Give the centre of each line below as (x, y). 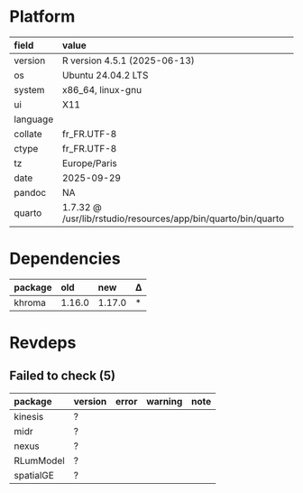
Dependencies (65, 259)
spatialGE (34, 475)
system (29, 89)
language (34, 119)
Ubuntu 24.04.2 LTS (105, 75)
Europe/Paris (89, 163)
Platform (42, 17)
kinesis (29, 416)
